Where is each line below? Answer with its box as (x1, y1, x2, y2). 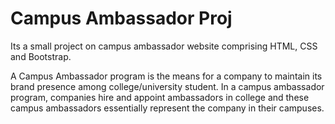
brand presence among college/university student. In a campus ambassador (10, 80, 325, 92)
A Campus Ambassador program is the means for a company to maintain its (10, 70, 323, 82)
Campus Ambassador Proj (10, 7, 233, 30)
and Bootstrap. (10, 50, 72, 62)
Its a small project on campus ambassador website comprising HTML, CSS (10, 40, 318, 52)
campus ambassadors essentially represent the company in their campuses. (10, 102, 325, 114)
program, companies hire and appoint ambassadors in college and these (10, 91, 310, 103)
